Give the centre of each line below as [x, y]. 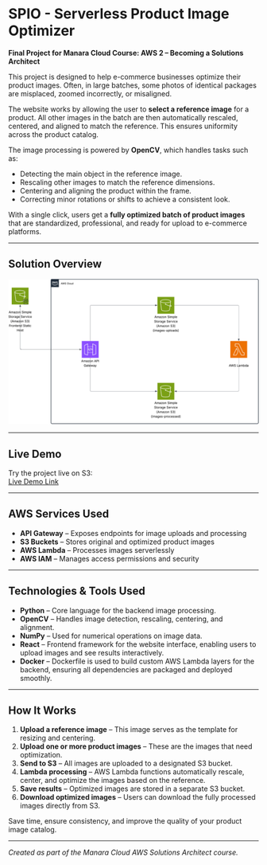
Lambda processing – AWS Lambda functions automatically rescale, [132, 772]
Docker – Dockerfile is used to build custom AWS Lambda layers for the [137, 661]
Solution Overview [55, 264]
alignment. [37, 627]
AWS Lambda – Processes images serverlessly [97, 550]
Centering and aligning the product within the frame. [106, 190]
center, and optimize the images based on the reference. [112, 781]
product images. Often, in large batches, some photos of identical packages [132, 85]
